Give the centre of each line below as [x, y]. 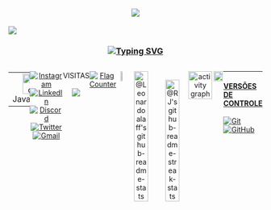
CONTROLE [243, 103]
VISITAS [77, 76]
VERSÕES [240, 86]
